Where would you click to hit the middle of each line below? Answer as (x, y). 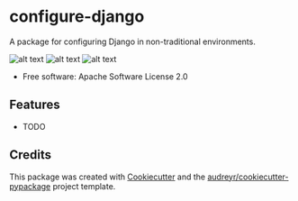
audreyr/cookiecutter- (248, 177)
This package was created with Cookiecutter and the (108, 177)
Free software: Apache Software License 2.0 (105, 76)
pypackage (30, 186)
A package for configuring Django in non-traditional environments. (133, 41)
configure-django (77, 17)
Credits (31, 155)
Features (35, 105)
